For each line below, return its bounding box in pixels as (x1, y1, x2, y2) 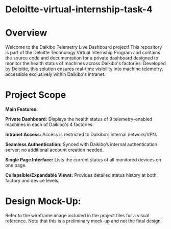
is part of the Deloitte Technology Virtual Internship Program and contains (5, 50, 161, 56)
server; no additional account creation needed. (5, 147, 104, 153)
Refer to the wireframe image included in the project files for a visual (5, 213, 150, 218)
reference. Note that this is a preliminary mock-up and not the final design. (5, 218, 162, 224)
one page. (5, 162, 27, 169)
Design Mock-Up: (5, 196, 81, 207)
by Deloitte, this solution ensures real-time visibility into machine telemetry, (5, 66, 163, 72)
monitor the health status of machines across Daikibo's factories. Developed (5, 60, 166, 67)
